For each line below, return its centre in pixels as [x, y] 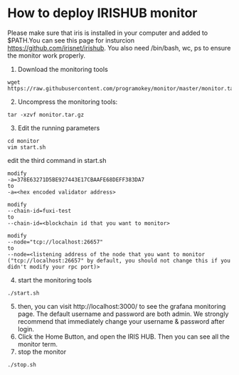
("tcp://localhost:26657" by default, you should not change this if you [119, 260]
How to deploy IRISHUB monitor [102, 13]
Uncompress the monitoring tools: [68, 102]
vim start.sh [27, 147]
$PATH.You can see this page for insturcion [71, 40]
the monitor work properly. [47, 56]
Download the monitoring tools [63, 69]
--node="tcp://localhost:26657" [55, 242]
